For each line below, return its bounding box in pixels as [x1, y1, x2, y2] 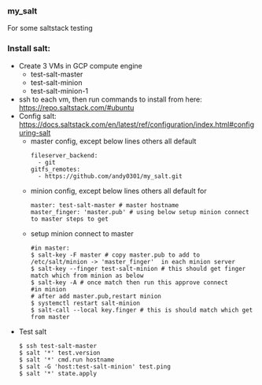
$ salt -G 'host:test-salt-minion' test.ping [18, 362, 171, 371]
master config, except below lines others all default [30, 136, 197, 146]
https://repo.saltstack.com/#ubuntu [18, 102, 135, 112]
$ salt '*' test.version [18, 349, 101, 357]
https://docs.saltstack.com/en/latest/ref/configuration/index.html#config [18, 120, 255, 129]
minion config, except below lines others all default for [30, 186, 207, 195]
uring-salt [18, 128, 51, 137]
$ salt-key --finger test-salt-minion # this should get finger [30, 265, 246, 272]
